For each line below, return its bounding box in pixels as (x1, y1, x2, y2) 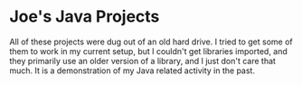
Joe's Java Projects (9, 6, 160, 27)
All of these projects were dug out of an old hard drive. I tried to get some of (9, 36, 293, 47)
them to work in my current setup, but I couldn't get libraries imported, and (9, 45, 288, 56)
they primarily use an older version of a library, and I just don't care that (9, 55, 276, 66)
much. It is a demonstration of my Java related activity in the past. (9, 65, 256, 76)
